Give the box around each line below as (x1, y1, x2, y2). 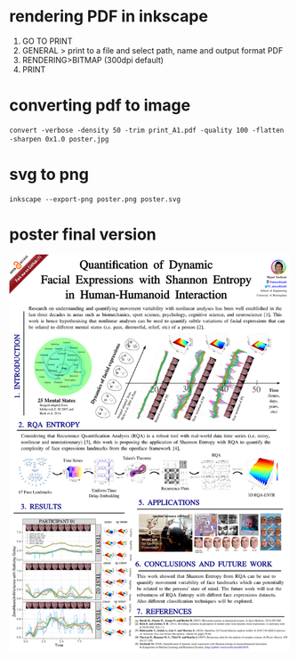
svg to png (9, 165, 89, 184)
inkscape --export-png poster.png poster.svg (9, 194, 181, 204)
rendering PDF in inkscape (9, 6, 209, 27)
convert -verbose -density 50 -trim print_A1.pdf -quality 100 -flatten (9, 126, 285, 134)
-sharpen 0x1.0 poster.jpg (9, 134, 109, 143)
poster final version (9, 224, 157, 244)
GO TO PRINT (21, 36, 73, 46)
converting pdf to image (9, 95, 191, 116)
